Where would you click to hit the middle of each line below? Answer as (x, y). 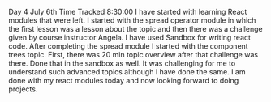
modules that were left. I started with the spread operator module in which (132, 20)
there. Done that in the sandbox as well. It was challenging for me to (122, 63)
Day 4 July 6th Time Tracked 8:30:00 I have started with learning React (128, 12)
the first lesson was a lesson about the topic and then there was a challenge (135, 29)
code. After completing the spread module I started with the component (129, 46)
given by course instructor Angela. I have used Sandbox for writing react (130, 37)
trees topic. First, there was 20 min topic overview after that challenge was (133, 55)
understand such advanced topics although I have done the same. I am (127, 72)
